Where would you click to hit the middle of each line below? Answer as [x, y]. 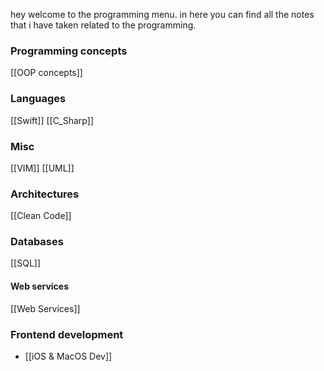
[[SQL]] [26, 263]
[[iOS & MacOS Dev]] [68, 356]
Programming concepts [69, 51]
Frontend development [67, 334]
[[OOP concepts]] [46, 73]
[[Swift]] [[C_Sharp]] [52, 120]
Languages [38, 99]
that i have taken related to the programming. [103, 25]
